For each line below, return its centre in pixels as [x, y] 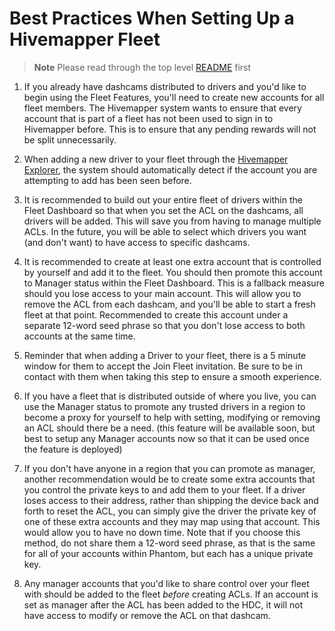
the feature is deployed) [73, 449]
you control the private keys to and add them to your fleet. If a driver [164, 489]
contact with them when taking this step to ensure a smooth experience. [172, 376]
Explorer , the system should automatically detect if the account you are [170, 169]
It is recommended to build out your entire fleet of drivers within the [163, 199]
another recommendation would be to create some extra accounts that [169, 479]
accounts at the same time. [79, 336]
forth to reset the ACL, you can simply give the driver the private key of [170, 511]
